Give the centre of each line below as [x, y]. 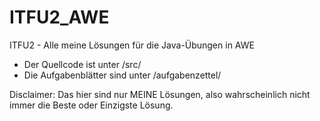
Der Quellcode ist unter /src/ [82, 64]
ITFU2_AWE [59, 17]
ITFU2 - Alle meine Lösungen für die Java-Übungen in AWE [132, 45]
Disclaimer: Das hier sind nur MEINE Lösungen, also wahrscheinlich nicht [160, 94]
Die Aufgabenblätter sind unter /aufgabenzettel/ [122, 75]
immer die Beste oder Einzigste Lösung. [91, 105]
